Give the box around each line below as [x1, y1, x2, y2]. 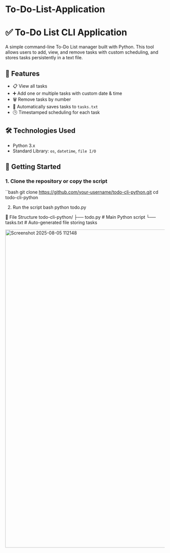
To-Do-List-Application [5, 4, 105, 15]
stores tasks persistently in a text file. [5, 55, 83, 61]
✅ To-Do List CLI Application [5, 27, 127, 38]
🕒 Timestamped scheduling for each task [12, 109, 100, 115]
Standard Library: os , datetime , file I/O [12, 148, 96, 154]
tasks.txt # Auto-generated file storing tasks [5, 219, 98, 226]
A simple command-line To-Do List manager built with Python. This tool [5, 44, 154, 50]
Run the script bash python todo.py [12, 204, 87, 211]
